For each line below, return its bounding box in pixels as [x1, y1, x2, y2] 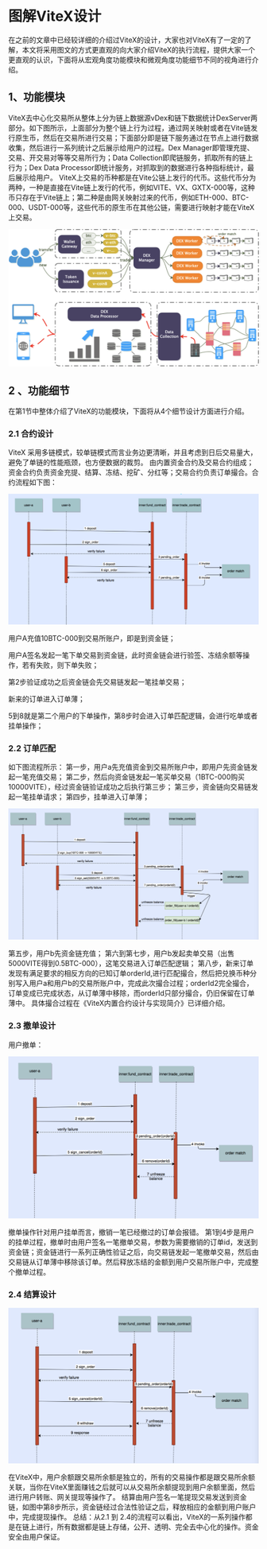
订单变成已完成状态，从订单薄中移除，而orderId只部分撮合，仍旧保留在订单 [8, 988, 255, 998]
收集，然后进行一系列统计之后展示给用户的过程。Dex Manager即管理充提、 [8, 142, 254, 152]
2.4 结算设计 [8, 1289, 57, 1300]
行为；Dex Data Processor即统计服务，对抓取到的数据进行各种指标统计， [8, 162, 248, 172]
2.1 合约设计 [8, 429, 54, 440]
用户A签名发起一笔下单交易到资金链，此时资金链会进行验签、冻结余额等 [8, 650, 243, 660]
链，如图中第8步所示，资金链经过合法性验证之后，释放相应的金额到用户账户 [8, 1502, 257, 1512]
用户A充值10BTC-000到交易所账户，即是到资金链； [8, 633, 176, 643]
